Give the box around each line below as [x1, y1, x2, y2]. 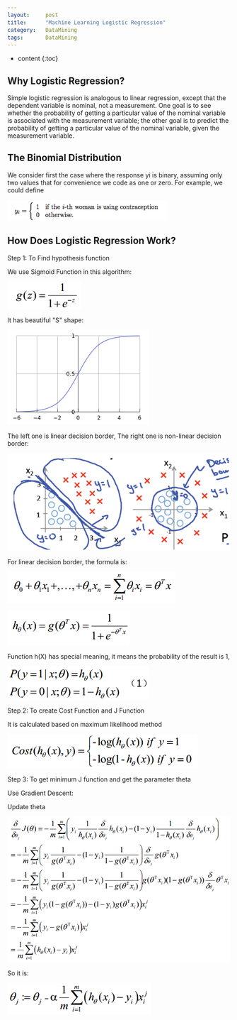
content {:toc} [17, 54, 59, 63]
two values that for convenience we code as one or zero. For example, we [7, 178, 223, 187]
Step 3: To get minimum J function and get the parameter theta [7, 775, 191, 784]
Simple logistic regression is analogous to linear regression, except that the [7, 94, 226, 102]
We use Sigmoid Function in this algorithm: [7, 267, 132, 276]
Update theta [7, 803, 46, 811]
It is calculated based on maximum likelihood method [7, 720, 163, 729]
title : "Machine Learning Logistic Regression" [7, 18, 166, 26]
